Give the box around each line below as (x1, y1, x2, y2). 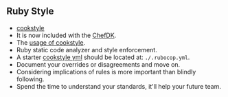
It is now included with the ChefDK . (16, 31, 117, 39)
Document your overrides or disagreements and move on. (16, 60, 181, 68)
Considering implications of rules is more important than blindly (16, 67, 196, 76)
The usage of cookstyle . (16, 38, 86, 47)
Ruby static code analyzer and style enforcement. (16, 45, 157, 54)
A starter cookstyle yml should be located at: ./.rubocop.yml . (16, 53, 190, 61)
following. (16, 75, 45, 83)
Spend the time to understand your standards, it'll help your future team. (16, 82, 221, 90)
